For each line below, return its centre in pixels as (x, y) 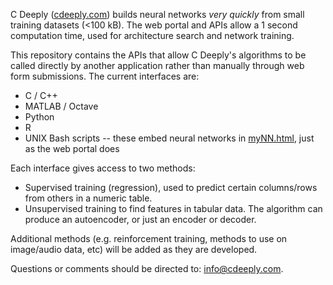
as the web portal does (72, 148)
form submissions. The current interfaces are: (105, 76)
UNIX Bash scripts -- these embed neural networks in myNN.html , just (169, 138)
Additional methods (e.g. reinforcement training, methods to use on (149, 238)
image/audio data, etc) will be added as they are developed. (134, 249)
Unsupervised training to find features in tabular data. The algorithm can (173, 208)
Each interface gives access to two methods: (103, 168)
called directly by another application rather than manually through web (157, 65)
